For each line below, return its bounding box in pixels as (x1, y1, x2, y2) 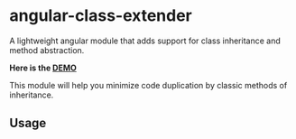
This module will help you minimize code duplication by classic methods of (9, 79, 288, 90)
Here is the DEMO (9, 62, 77, 73)
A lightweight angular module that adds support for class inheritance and (9, 35, 282, 46)
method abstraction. (9, 44, 85, 55)
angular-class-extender (9, 5, 192, 26)
